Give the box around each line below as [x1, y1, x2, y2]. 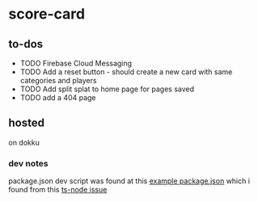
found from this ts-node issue [8, 185, 108, 195]
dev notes [8, 158, 49, 169]
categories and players [19, 76, 97, 85]
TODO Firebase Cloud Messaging [19, 58, 132, 68]
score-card [8, 5, 86, 23]
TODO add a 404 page [19, 93, 96, 102]
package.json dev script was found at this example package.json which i [8, 176, 251, 186]
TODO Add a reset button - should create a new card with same [19, 67, 233, 77]
